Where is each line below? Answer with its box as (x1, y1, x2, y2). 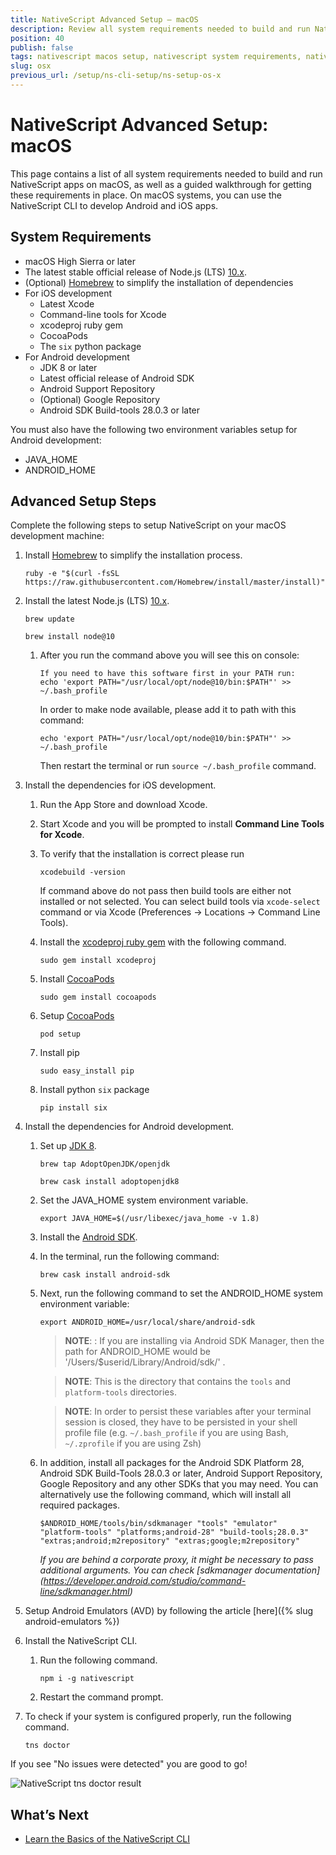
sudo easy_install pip (39, 1066, 135, 1076)
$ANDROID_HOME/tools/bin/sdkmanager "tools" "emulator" (39, 1519, 278, 1529)
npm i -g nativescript (39, 1674, 135, 1684)
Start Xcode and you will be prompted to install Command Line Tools (39, 818, 325, 830)
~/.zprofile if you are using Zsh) (64, 1437, 202, 1450)
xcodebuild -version (39, 867, 126, 878)
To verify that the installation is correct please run (39, 848, 245, 860)
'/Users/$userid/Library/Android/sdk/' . (64, 1356, 226, 1368)
